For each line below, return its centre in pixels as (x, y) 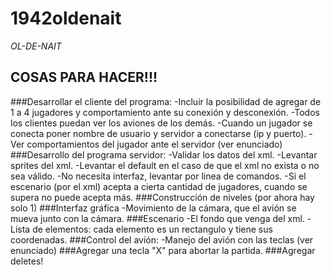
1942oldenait (66, 18)
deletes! (27, 261)
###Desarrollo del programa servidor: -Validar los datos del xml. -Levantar (164, 154)
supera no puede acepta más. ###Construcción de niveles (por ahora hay (162, 197)
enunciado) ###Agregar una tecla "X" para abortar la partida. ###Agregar (163, 250)
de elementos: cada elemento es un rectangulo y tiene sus (152, 229)
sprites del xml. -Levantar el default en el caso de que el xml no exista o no (165, 165)
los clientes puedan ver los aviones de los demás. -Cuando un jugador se (161, 123)
